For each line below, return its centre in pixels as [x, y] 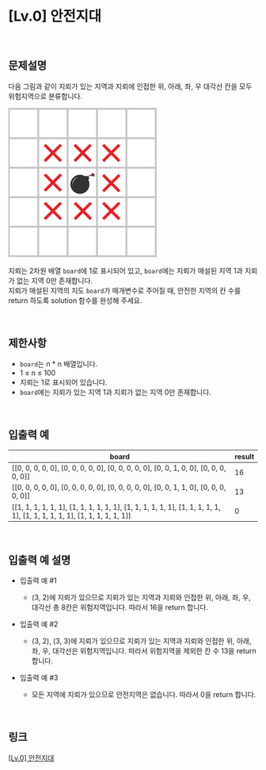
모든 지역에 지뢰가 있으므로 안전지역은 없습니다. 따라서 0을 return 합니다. [144, 694]
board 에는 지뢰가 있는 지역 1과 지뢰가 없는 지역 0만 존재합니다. [115, 392]
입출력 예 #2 [39, 624]
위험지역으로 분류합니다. [46, 96]
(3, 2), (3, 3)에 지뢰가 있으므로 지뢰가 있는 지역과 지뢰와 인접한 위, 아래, [141, 641]
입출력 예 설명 [40, 560]
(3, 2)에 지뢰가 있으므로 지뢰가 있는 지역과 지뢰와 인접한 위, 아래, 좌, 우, [141, 597]
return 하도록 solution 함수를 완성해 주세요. [75, 300]
